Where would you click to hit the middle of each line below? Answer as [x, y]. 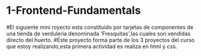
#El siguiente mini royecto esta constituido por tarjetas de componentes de [100, 27]
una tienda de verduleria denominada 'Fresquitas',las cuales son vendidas [98, 33]
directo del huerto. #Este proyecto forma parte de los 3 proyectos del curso [100, 40]
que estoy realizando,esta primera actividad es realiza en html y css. [92, 46]
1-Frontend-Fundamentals [74, 11]
